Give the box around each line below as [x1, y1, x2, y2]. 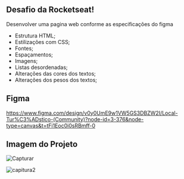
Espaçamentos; [14, 51, 54, 58]
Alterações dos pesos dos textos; [14, 76, 97, 83]
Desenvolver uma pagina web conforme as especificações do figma [6, 20, 174, 27]
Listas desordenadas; [14, 64, 68, 71]
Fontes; [14, 45, 34, 52]
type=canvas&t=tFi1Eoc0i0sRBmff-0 [6, 122, 95, 129]
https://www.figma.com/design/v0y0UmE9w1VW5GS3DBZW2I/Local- [6, 109, 178, 117]
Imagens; [14, 57, 38, 64]
